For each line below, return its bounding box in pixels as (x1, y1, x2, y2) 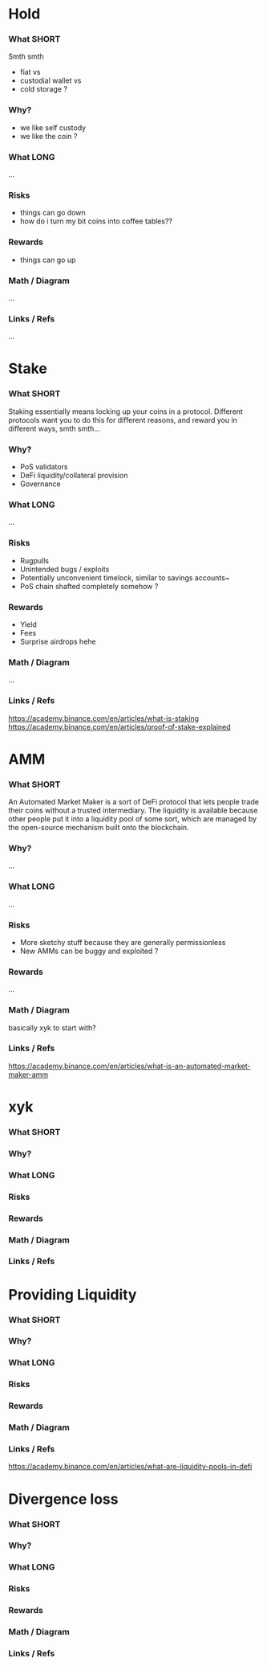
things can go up (19, 255, 76, 264)
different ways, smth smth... (8, 424, 100, 433)
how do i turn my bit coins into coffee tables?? (19, 216, 172, 226)
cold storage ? (19, 84, 68, 94)
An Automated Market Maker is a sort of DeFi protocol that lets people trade (8, 797, 259, 807)
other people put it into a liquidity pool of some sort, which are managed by (8, 814, 257, 824)
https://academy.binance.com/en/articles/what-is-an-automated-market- (8, 1061, 251, 1070)
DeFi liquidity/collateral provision (19, 471, 128, 481)
